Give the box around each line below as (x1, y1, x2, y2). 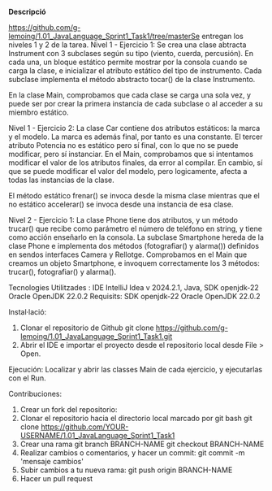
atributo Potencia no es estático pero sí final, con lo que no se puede (8, 141, 239, 150)
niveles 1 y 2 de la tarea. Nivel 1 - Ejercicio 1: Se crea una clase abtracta (8, 40, 247, 50)
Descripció (8, 7, 46, 16)
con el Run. (8, 373, 46, 383)
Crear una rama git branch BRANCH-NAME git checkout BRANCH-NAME (19, 439, 265, 449)
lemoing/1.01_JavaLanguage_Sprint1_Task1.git (19, 332, 173, 341)
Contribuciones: (8, 389, 63, 398)
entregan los (201, 32, 244, 41)
